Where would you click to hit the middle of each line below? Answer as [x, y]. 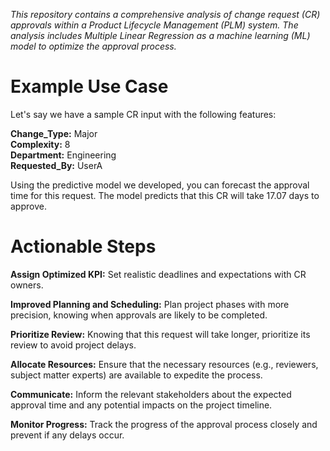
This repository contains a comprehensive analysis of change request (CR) [165, 14]
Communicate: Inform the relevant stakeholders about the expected [151, 394]
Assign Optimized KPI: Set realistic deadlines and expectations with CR [158, 274]
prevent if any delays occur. [67, 435]
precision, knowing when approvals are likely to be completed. [139, 315]
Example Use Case [89, 86]
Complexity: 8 [40, 144]
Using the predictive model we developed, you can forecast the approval [160, 185]
